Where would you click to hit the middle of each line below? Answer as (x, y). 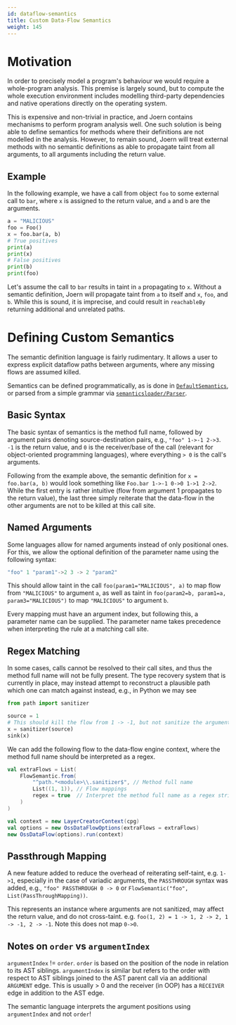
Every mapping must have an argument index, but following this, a (103, 614)
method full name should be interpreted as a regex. (81, 757)
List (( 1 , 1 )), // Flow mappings (80, 789)
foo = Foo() (25, 228)
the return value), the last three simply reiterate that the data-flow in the (111, 498)
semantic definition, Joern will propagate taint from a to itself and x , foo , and (118, 294)
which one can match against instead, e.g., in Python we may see (102, 691)
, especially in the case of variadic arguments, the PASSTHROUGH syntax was (121, 881)
